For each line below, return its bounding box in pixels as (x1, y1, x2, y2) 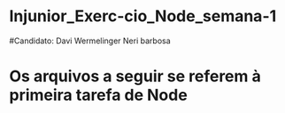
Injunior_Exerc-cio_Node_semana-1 (9, 6, 277, 26)
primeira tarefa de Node (9, 86, 188, 105)
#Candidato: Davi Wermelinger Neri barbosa (9, 35, 171, 46)
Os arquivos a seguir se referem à (9, 66, 261, 87)
